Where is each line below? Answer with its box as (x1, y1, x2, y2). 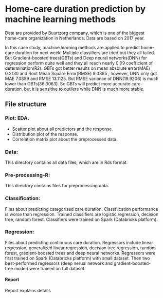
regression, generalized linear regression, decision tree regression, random (5, 245, 156, 251)
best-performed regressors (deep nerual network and (5, 260, 113, 266)
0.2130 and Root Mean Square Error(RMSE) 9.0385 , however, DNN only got (5, 70, 157, 76)
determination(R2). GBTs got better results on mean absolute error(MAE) (5, 65, 150, 71)
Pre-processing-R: (5, 172, 50, 179)
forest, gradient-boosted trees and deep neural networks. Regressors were (5, 250, 156, 256)
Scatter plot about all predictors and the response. (12, 126, 113, 132)
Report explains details (5, 288, 51, 294)
